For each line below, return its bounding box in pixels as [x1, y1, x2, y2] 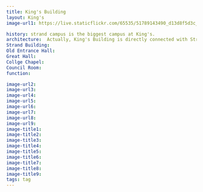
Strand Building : [6, 42, 50, 48]
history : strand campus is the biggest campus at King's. [6, 31, 155, 37]
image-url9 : [6, 120, 36, 127]
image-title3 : [6, 137, 42, 144]
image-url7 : [6, 109, 36, 115]
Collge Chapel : [6, 59, 45, 65]
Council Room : [6, 65, 42, 71]
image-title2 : [6, 132, 42, 138]
